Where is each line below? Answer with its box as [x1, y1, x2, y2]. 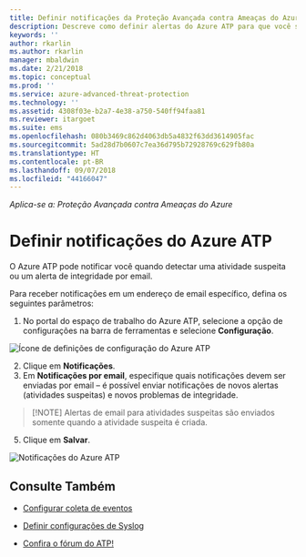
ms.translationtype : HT [9, 148, 100, 157]
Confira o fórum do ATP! [22, 538, 114, 549]
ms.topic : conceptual [9, 73, 92, 82]
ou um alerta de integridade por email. [9, 270, 153, 282]
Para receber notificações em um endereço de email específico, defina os [9, 289, 288, 299]
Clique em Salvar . [22, 434, 91, 446]
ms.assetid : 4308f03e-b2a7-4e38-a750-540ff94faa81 [9, 106, 206, 116]
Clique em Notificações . [22, 360, 116, 371]
